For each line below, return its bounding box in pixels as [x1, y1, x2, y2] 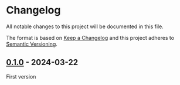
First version [6, 73, 36, 80]
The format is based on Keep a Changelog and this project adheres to [6, 34, 175, 41]
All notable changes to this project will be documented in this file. [6, 23, 164, 30]
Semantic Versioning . [6, 40, 57, 47]
